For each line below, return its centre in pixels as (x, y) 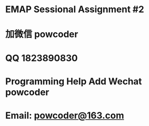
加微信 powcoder (42, 34)
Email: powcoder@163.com (65, 115)
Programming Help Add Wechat (73, 81)
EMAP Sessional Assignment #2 (75, 9)
